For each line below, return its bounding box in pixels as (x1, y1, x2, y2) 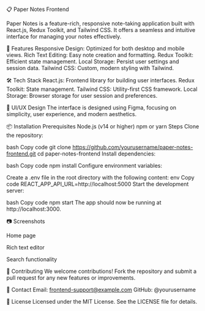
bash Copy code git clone (6, 144, 72, 151)
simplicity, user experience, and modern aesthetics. (6, 111, 137, 117)
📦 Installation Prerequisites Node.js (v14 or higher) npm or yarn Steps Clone (6, 123, 199, 130)
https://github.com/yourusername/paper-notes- (72, 144, 193, 151)
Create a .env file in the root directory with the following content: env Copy (6, 174, 195, 181)
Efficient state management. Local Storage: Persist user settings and (6, 58, 179, 65)
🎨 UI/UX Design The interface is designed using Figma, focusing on (6, 104, 176, 111)
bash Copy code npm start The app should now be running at (6, 199, 162, 206)
